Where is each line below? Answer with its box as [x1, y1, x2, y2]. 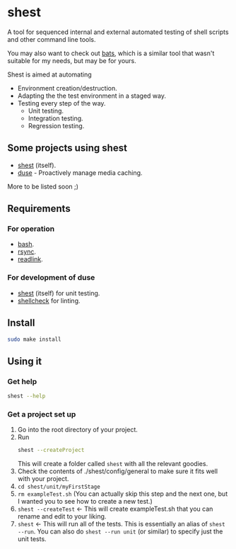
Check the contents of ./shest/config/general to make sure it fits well [17, 467, 218, 475]
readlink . [17, 255, 44, 264]
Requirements [7, 203, 71, 215]
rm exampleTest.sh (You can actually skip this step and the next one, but [17, 489, 228, 498]
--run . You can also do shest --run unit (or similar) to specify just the [17, 527, 223, 536]
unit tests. [17, 535, 47, 543]
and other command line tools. [7, 35, 97, 43]
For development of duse [7, 273, 95, 283]
